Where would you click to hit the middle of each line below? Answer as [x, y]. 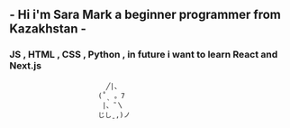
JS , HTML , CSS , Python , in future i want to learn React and [144, 55]
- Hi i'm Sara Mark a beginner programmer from [145, 15]
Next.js [26, 66]
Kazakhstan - [48, 29]
